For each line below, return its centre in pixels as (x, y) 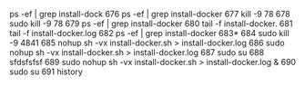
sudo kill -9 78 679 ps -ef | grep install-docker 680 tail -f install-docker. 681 (151, 24)
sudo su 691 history (46, 72)
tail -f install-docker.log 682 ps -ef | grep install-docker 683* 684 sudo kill (149, 33)
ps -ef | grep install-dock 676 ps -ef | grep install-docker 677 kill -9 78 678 (150, 14)
